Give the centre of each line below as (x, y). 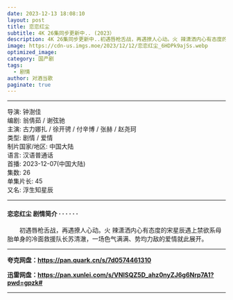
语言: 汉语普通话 (30, 155)
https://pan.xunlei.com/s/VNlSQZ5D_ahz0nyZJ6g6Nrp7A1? (126, 275)
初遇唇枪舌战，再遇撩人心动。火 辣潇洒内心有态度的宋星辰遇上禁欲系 (117, 231)
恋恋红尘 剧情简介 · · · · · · (43, 213)
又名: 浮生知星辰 (30, 190)
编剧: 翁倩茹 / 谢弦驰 (36, 120)
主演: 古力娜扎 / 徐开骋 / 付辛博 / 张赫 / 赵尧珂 (72, 129)
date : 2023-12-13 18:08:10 (46, 14)
